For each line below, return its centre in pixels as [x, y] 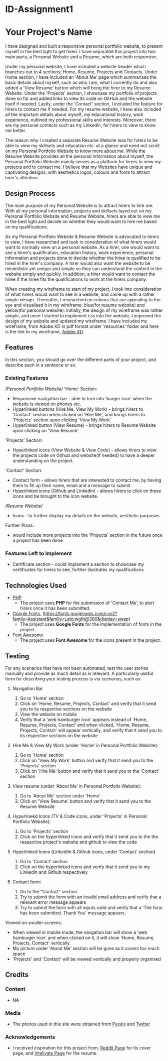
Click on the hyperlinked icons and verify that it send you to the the [89, 837]
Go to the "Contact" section [48, 891]
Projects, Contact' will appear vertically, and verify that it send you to [91, 730]
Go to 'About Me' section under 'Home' [60, 796]
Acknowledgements [30, 1037]
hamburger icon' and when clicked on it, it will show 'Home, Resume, [83, 937]
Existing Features [27, 378]
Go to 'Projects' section [44, 831]
